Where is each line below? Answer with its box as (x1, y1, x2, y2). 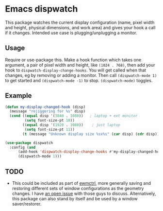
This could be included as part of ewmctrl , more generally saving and (12, 180, 151, 186)
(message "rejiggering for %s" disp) (9, 109, 86, 114)
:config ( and (9, 145, 36, 150)
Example (5, 91, 32, 100)
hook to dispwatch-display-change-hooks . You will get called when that (5, 67, 147, 73)
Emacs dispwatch (5, 3, 78, 15)
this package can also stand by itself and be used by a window (12, 196, 138, 201)
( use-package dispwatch (5, 140, 53, 145)
